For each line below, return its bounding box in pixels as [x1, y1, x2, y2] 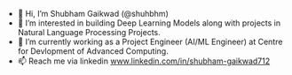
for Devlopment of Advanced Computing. [17, 46, 169, 56]
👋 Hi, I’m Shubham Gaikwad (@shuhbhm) [17, 9, 169, 19]
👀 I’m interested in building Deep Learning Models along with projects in [17, 18, 281, 28]
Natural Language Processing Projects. [17, 27, 162, 37]
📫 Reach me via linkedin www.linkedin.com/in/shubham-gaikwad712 [17, 56, 271, 66]
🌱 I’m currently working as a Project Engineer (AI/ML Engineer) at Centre [17, 36, 283, 47]
